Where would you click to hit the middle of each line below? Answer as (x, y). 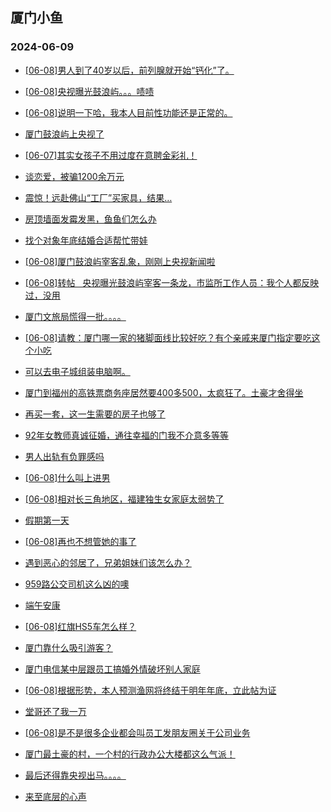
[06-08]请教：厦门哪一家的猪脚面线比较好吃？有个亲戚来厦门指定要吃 (168, 337)
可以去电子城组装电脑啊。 (77, 371)
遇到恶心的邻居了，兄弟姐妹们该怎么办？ (108, 562)
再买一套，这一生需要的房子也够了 (95, 414)
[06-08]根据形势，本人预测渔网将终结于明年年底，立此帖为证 (150, 690)
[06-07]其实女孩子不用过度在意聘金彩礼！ (111, 155)
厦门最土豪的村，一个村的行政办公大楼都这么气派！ (130, 754)
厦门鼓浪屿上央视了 (64, 134)
